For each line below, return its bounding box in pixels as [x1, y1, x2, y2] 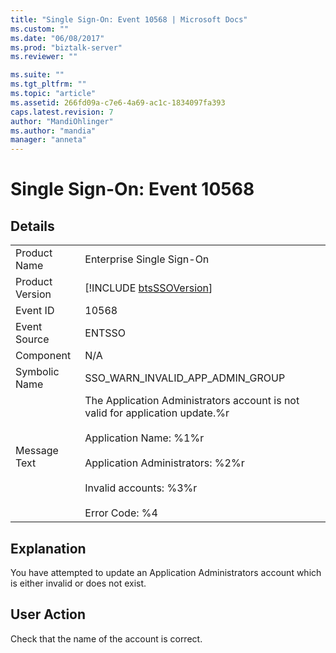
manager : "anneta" [10, 135, 87, 145]
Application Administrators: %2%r [84, 456, 245, 470]
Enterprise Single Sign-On [84, 252, 210, 266]
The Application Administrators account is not [84, 394, 300, 408]
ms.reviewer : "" [10, 52, 78, 62]
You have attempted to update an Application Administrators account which [10, 566, 322, 578]
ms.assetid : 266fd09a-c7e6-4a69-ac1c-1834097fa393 [10, 97, 226, 108]
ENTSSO [84, 326, 127, 340]
